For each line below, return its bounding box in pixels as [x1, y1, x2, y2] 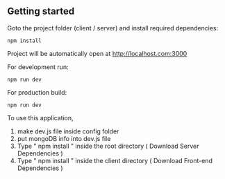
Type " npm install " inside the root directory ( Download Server [17, 142, 199, 150]
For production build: [7, 88, 67, 96]
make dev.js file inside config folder [17, 127, 119, 135]
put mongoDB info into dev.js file [17, 134, 111, 142]
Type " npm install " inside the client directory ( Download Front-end [17, 156, 213, 164]
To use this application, [7, 113, 74, 122]
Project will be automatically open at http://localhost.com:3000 [7, 49, 187, 57]
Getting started [7, 6, 75, 17]
